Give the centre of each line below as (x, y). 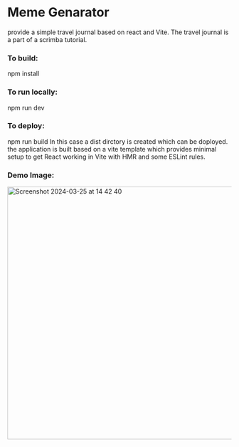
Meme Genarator (58, 12)
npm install (23, 74)
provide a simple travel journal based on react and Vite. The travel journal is (118, 32)
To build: (23, 58)
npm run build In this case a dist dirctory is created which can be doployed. (118, 141)
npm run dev (26, 107)
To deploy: (26, 126)
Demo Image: (31, 175)
